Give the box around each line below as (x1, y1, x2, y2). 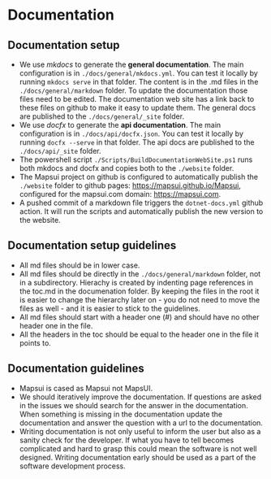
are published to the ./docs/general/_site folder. (19, 111, 184, 121)
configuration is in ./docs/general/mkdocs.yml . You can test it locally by (19, 68, 259, 78)
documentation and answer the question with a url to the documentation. (19, 417, 263, 428)
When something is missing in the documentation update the (19, 409, 223, 419)
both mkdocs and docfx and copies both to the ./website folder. (19, 163, 234, 172)
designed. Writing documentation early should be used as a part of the (19, 452, 256, 462)
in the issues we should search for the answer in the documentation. (19, 400, 248, 410)
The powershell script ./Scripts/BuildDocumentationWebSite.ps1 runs (19, 155, 253, 164)
